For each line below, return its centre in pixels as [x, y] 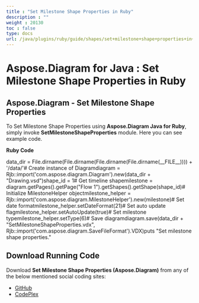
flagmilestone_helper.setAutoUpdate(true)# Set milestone [76, 212]
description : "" [28, 17]
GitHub [23, 288]
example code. [24, 139]
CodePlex [26, 294]
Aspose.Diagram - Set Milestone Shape [81, 103]
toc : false [21, 28]
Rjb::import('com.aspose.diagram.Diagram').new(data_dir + [78, 174]
